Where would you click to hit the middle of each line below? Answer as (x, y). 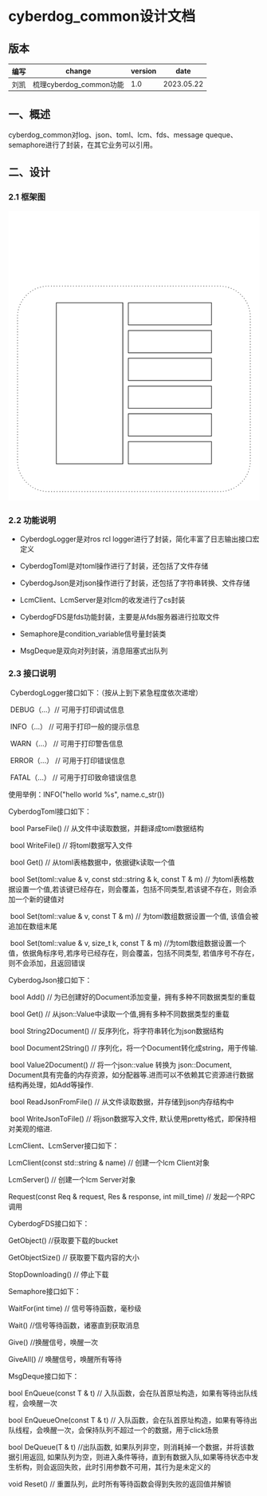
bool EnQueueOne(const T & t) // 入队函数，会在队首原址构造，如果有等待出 (133, 1420)
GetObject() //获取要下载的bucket (63, 1240)
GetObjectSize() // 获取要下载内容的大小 (74, 1257)
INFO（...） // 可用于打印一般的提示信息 (75, 726)
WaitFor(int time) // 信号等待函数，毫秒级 (75, 1308)
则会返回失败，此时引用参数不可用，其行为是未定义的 (123, 1466)
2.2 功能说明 (32, 520)
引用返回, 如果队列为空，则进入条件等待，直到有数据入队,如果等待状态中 (133, 1457)
